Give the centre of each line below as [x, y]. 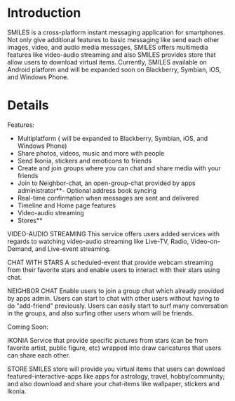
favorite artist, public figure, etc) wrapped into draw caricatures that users [114, 348]
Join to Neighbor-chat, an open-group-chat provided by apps [106, 183]
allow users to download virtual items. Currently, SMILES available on [107, 62]
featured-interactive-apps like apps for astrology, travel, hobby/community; [116, 376]
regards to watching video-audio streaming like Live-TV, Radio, [98, 241]
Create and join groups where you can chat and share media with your [119, 168]
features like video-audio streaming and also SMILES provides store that [112, 55]
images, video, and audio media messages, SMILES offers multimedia [108, 47]
